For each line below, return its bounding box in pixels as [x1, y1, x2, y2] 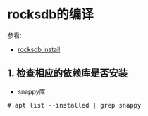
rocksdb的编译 [7, 6, 94, 22]
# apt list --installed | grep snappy [7, 101, 142, 109]
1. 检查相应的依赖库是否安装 [7, 67, 128, 79]
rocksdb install [17, 45, 61, 53]
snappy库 [17, 87, 46, 96]
